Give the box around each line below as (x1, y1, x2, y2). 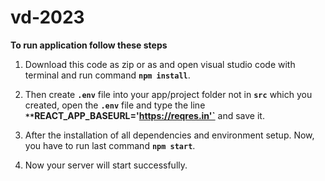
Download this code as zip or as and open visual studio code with (24, 58, 296, 70)
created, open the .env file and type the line (24, 99, 206, 111)
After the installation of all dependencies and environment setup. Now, (24, 129, 315, 141)
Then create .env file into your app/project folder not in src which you (24, 88, 313, 100)
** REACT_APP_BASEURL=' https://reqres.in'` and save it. (24, 109, 265, 121)
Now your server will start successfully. (24, 159, 188, 171)
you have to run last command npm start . (24, 139, 196, 151)
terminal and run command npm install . (24, 69, 191, 81)
